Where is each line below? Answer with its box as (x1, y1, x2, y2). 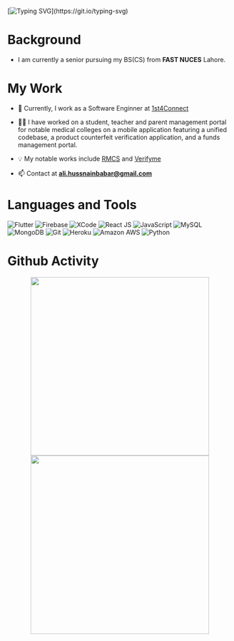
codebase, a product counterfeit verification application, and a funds (17, 133, 220, 141)
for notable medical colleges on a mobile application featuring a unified (17, 125, 227, 133)
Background (7, 32, 81, 48)
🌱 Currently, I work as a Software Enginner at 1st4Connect (17, 104, 189, 112)
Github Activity (7, 253, 99, 269)
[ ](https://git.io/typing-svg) (7, 7, 128, 15)
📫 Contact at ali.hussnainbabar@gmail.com (17, 168, 152, 178)
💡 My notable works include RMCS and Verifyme (17, 154, 162, 163)
